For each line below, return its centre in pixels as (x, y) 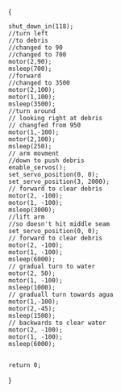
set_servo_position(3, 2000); (59, 181)
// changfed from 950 (45, 125)
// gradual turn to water (52, 266)
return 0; (25, 365)
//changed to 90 (35, 48)
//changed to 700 (38, 55)
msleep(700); (30, 69)
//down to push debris (46, 161)
